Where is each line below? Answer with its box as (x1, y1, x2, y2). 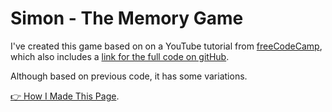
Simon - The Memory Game (10, 7, 244, 30)
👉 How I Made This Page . (10, 90, 120, 102)
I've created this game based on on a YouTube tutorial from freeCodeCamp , (10, 40, 323, 52)
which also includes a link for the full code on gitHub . (10, 50, 230, 62)
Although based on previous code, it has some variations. (10, 70, 248, 82)
